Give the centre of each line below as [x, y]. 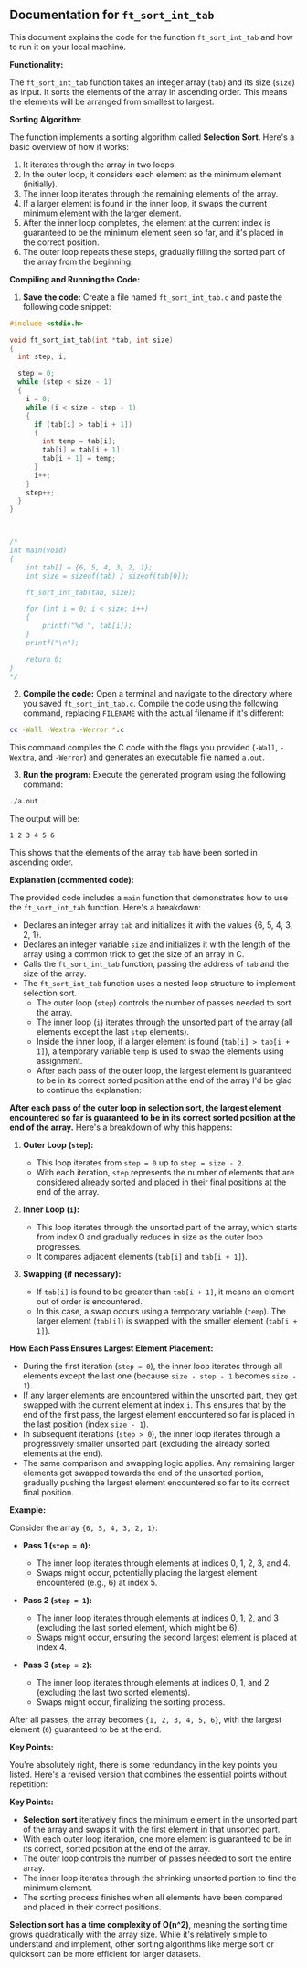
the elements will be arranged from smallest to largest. [112, 101]
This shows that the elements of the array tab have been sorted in [133, 853]
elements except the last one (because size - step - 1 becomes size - [159, 1376]
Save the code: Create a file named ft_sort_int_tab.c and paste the [153, 297]
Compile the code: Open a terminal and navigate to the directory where [158, 694]
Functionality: [37, 64]
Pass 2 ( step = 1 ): [58, 1601]
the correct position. [61, 242]
